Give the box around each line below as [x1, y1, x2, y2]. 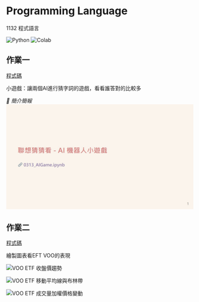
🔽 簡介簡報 [6, 97, 33, 104]
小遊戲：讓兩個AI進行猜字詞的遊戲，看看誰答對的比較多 [6, 84, 141, 91]
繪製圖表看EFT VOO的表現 [6, 252, 71, 259]
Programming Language [6, 4, 128, 18]
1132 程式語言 [6, 24, 40, 31]
